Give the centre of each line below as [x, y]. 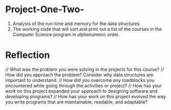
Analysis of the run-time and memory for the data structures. [77, 24]
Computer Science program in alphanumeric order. [66, 34]
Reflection [28, 55]
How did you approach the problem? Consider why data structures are [79, 75]
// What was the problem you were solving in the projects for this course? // [85, 69]
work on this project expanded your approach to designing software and [81, 91]
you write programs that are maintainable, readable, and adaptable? [77, 102]
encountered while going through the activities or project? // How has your [84, 85]
